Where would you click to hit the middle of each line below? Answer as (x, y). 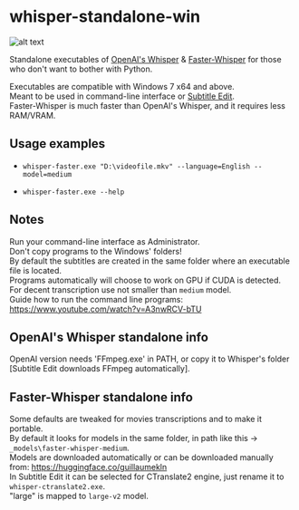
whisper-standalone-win (105, 17)
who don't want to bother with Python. (81, 69)
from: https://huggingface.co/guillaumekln (88, 467)
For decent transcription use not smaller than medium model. (121, 289)
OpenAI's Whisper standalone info (109, 337)
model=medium (47, 174)
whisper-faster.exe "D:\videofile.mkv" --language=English (136, 166)
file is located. (35, 270)
